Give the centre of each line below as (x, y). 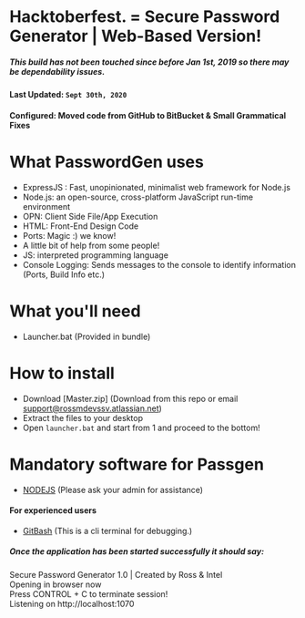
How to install (62, 373)
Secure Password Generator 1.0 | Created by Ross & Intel (116, 574)
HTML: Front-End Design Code (81, 226)
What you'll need (75, 311)
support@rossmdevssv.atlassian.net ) (92, 408)
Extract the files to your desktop (83, 417)
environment (46, 206)
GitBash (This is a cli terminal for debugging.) (107, 530)
